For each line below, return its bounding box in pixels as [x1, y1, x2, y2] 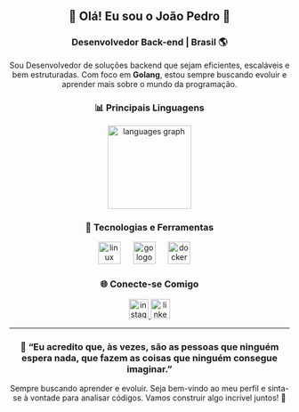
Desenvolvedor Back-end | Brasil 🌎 [70, 36, 229, 49]
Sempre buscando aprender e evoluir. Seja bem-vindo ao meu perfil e [10, 383, 266, 393]
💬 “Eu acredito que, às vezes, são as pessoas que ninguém [20, 340, 279, 352]
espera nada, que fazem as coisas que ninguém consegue [21, 351, 278, 364]
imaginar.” [126, 362, 173, 375]
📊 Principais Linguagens [94, 101, 205, 114]
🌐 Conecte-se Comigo [100, 278, 199, 290]
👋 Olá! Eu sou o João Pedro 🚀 [68, 9, 231, 24]
